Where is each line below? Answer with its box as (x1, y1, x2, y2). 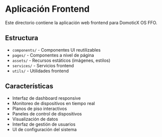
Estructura (5, 34, 38, 42)
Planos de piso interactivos (12, 106, 67, 111)
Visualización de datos (12, 116, 58, 122)
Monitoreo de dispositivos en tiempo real (12, 100, 95, 106)
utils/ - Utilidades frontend (12, 68, 69, 74)
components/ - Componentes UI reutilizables (12, 47, 101, 53)
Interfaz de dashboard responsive (12, 95, 81, 101)
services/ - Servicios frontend (12, 62, 74, 68)
